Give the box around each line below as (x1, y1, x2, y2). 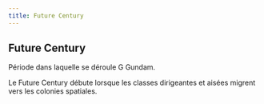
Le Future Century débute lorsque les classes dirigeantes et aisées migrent (8, 78, 256, 88)
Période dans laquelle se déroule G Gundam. (8, 62, 156, 72)
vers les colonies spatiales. (8, 86, 98, 96)
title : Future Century (8, 11, 84, 20)
